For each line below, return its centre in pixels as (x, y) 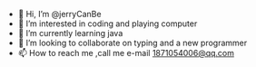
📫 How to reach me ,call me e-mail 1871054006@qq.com (126, 53)
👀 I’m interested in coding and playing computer (108, 24)
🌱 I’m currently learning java (70, 33)
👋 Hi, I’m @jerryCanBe (59, 14)
